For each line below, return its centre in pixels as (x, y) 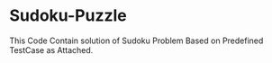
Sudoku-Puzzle (68, 16)
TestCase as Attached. (51, 49)
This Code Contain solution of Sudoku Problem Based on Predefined (136, 40)
